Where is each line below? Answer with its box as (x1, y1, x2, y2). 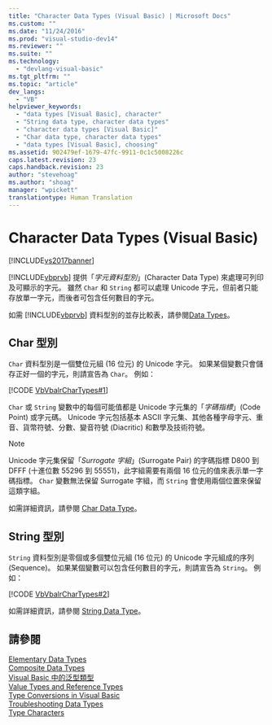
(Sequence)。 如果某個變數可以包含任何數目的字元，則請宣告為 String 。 (8, 563, 252, 573)
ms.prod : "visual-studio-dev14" (8, 34, 118, 43)
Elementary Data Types (8, 654, 87, 664)
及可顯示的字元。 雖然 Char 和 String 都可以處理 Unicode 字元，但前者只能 (8, 282, 259, 292)
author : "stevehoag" (8, 171, 79, 179)
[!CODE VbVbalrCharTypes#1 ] (8, 386, 108, 395)
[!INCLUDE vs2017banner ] (8, 255, 95, 265)
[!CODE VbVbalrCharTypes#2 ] (8, 589, 110, 599)
